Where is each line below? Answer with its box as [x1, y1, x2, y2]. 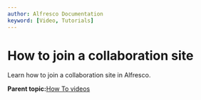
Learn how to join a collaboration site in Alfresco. [7, 71, 151, 79]
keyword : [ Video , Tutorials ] [7, 17, 94, 24]
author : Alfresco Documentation [7, 10, 103, 18]
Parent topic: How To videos [7, 84, 91, 93]
